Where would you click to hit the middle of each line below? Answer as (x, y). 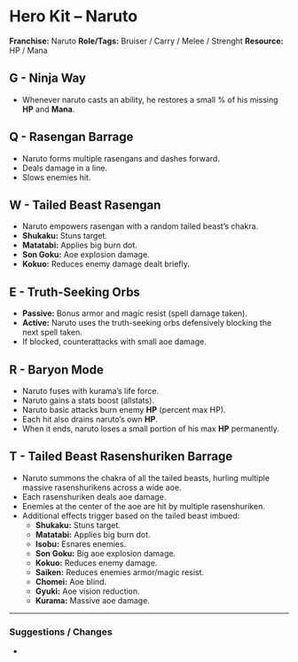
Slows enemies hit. (56, 177)
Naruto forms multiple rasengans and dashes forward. (121, 158)
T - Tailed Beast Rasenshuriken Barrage (121, 457)
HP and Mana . (48, 109)
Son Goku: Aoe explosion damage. (86, 255)
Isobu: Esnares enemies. (81, 544)
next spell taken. (52, 332)
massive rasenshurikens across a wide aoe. (102, 487)
